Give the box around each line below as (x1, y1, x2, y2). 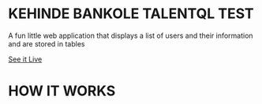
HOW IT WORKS (8, 82, 116, 100)
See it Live (8, 54, 43, 64)
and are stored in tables (8, 39, 85, 48)
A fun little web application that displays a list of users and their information (8, 31, 254, 40)
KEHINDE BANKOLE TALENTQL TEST (8, 5, 254, 23)
